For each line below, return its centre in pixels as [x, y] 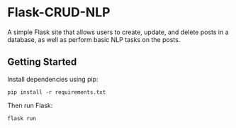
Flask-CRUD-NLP [59, 12]
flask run [22, 118]
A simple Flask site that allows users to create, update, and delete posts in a [118, 32]
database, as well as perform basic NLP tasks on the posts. [94, 39]
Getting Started [42, 62]
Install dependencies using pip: [53, 79]
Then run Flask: [30, 105]
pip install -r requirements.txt [57, 92]
